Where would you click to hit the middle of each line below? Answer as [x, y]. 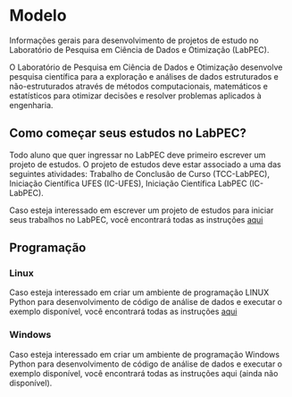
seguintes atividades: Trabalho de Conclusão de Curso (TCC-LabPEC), [140, 173]
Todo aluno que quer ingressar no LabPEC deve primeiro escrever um [138, 155]
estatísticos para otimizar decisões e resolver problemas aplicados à [135, 96]
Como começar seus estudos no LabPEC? [128, 134]
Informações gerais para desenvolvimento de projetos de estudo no [134, 40]
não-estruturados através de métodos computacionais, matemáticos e [139, 86]
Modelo [38, 16]
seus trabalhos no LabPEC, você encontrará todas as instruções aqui [136, 219]
